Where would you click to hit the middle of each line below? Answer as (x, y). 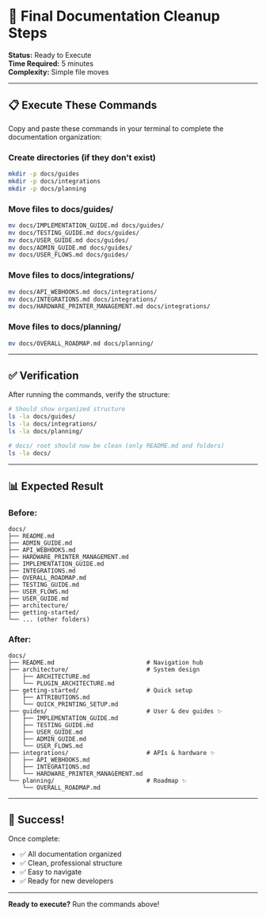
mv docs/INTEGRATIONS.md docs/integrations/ (83, 299)
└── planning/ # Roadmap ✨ (98, 781)
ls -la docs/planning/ (46, 431)
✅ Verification (44, 375)
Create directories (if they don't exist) (82, 157)
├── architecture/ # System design (104, 670)
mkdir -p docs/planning (47, 189)
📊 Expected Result (56, 486)
